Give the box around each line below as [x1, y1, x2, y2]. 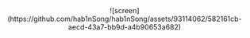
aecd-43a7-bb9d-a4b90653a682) [67, 22, 182, 32]
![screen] [110, 6, 140, 15]
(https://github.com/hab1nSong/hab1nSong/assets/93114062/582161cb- [6, 14, 243, 23]
